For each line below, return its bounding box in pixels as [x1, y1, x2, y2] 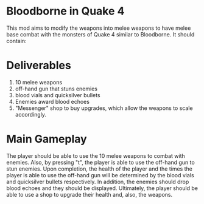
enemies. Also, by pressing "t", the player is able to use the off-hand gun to [6, 158, 195, 166]
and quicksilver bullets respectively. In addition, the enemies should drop [6, 178, 189, 185]
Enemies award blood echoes [15, 98, 90, 105]
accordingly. [15, 110, 47, 118]
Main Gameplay [6, 132, 87, 146]
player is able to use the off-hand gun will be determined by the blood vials [6, 171, 194, 178]
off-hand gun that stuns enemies [15, 85, 97, 92]
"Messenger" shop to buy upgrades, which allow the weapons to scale [15, 104, 193, 112]
